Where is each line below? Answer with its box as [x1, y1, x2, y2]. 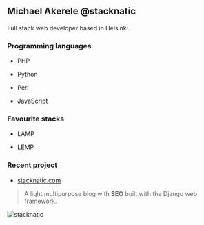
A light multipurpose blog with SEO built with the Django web [23, 189, 198, 197]
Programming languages [7, 41, 92, 50]
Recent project [7, 160, 58, 170]
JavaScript [17, 97, 48, 106]
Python [17, 70, 38, 79]
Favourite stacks [7, 114, 64, 124]
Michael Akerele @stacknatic [7, 6, 136, 17]
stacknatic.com [17, 176, 61, 184]
